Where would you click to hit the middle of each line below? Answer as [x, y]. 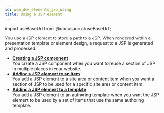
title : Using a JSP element [34, 14]
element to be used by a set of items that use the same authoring [78, 100]
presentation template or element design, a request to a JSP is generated [79, 43]
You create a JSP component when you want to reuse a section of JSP [84, 63]
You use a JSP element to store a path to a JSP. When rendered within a [78, 38]
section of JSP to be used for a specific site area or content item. [78, 84]
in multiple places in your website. [47, 68]
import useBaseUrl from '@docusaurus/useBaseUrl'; [58, 28]
